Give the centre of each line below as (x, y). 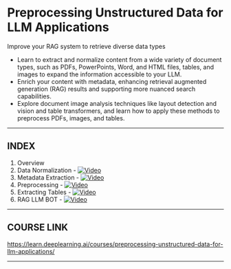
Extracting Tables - (44, 192)
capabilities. (34, 96)
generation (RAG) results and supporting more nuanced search (106, 89)
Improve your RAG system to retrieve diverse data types (87, 46)
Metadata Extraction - (48, 177)
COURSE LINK (38, 227)
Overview (31, 162)
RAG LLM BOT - (40, 199)
